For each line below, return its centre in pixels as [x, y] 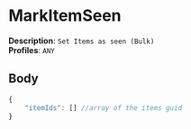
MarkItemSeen [65, 16]
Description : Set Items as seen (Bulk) [82, 41]
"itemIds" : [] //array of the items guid [103, 108]
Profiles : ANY [32, 50]
